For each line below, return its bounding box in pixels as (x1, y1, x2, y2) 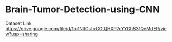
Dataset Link (5, 20, 32, 26)
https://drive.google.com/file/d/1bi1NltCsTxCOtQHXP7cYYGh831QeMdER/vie (5, 25, 167, 31)
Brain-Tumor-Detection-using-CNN (5, 4, 160, 15)
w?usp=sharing (5, 31, 39, 37)
